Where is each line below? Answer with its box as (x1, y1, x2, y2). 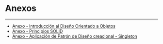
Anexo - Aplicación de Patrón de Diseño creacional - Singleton (12, 33, 137, 39)
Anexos (5, 3, 36, 14)
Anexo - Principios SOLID (12, 28, 63, 34)
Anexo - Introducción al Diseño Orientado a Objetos (12, 23, 115, 29)
